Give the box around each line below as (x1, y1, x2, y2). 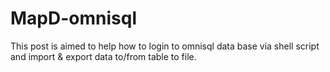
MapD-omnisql (10, 7, 137, 30)
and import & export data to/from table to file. (10, 50, 197, 62)
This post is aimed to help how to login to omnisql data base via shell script (10, 40, 320, 52)
